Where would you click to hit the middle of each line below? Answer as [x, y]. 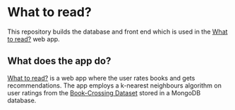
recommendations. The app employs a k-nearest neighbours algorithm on [115, 85]
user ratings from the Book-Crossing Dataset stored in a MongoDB [104, 92]
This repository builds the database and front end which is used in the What [117, 32]
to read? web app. [34, 39]
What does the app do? [59, 61]
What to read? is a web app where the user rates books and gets [101, 78]
